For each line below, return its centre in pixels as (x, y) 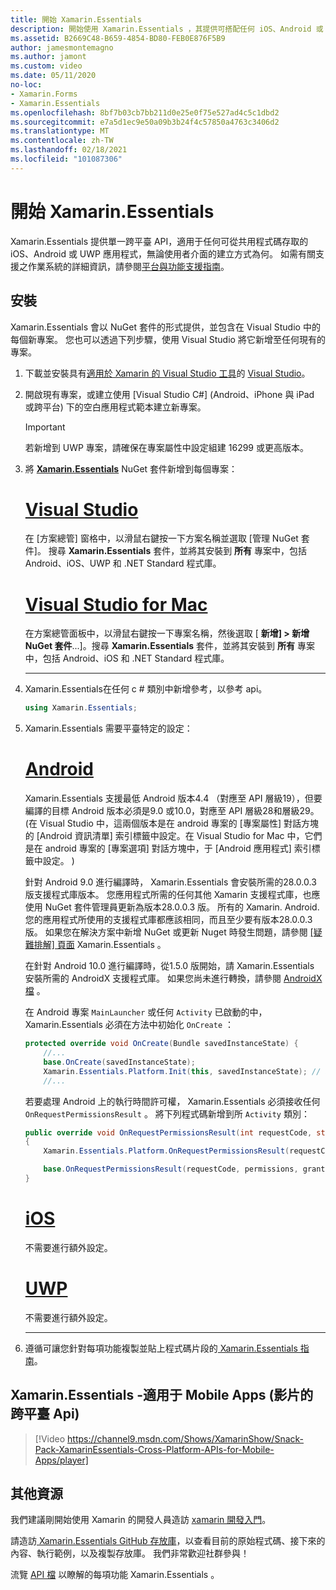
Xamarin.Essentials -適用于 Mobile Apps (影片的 (162, 1395)
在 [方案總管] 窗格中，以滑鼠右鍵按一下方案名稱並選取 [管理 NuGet (161, 538)
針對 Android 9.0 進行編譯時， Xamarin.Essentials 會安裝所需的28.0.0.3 (170, 882)
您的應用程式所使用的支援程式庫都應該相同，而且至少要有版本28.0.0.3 (168, 920)
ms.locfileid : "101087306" (66, 159)
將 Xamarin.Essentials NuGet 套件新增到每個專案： (131, 468)
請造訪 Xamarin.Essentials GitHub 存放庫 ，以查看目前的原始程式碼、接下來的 (168, 1541)
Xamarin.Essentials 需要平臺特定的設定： (108, 728)
